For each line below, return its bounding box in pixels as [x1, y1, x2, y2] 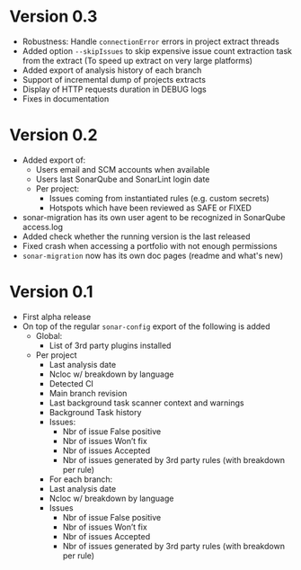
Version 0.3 [9, 6, 98, 27]
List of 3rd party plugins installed [49, 340, 172, 351]
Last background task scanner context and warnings [49, 397, 244, 408]
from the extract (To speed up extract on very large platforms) [22, 55, 253, 66]
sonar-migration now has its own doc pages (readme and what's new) [22, 250, 284, 261]
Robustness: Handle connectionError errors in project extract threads [22, 36, 280, 47]
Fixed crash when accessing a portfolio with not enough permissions [22, 240, 278, 251]
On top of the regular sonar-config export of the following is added [22, 321, 271, 332]
